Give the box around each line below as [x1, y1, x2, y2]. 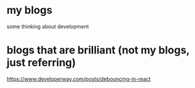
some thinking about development [6, 23, 90, 30]
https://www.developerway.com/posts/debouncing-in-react [6, 75, 151, 82]
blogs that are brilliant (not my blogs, [6, 43, 190, 57]
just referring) [6, 56, 76, 69]
